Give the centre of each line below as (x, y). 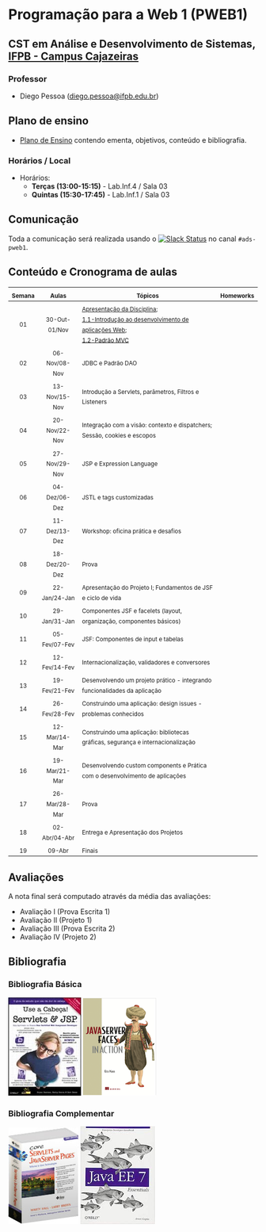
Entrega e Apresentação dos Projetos (133, 833)
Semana (23, 296)
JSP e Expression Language (120, 464)
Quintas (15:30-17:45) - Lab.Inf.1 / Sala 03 (101, 194)
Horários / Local (40, 160)
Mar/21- (58, 771)
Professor (28, 78)
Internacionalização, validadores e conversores (146, 662)
